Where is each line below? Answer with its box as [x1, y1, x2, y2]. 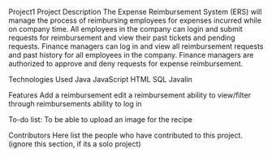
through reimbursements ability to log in [8, 99, 142, 108]
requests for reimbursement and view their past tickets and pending [8, 33, 235, 42]
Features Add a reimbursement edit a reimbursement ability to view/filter [8, 90, 252, 100]
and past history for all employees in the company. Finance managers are [8, 50, 254, 59]
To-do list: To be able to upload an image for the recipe [8, 115, 193, 124]
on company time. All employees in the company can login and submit [8, 24, 244, 33]
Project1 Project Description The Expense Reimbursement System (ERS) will [8, 7, 262, 16]
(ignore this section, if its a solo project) [8, 139, 141, 149]
